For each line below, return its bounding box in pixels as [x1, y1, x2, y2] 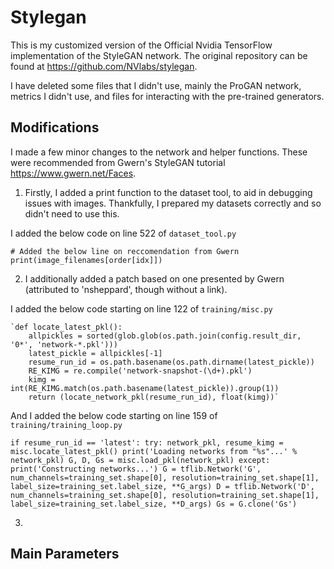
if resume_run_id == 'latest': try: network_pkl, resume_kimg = [10, 437, 284, 448]
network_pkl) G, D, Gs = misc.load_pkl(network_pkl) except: [10, 455, 271, 465]
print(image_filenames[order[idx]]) [10, 255, 163, 265]
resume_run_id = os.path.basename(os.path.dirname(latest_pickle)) [28, 357, 315, 367]
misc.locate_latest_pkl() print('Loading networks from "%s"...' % [10, 446, 298, 456]
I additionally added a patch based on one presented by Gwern [24, 272, 285, 285]
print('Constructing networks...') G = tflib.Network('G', [10, 464, 262, 474]
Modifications [10, 119, 100, 136]
